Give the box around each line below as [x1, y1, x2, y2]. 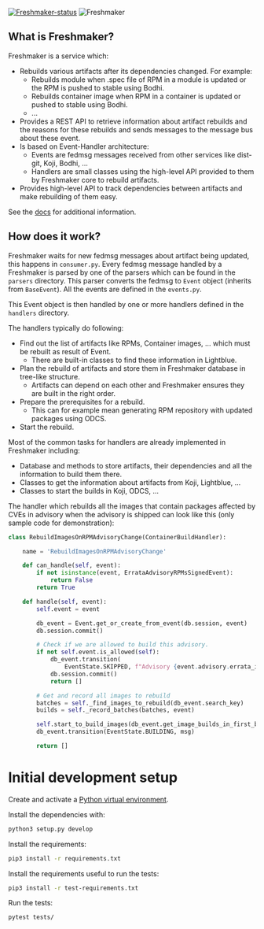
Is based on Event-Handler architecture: [19, 142, 149, 151]
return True [36, 583, 76, 591]
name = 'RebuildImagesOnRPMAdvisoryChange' [22, 547, 167, 555]
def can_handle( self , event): [22, 561, 122, 570]
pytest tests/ [8, 913, 55, 921]
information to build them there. [19, 469, 123, 479]
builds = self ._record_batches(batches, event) [36, 706, 195, 714]
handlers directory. [8, 308, 69, 317]
